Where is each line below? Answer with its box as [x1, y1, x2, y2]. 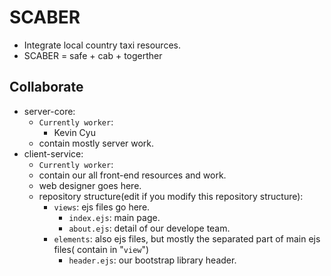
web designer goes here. [38, 179, 142, 191]
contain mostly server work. [38, 137, 155, 149]
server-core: [23, 105, 76, 117]
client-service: [23, 147, 84, 160]
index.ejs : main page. [68, 211, 161, 223]
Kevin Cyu [53, 126, 96, 138]
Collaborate [9, 79, 84, 96]
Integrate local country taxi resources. [23, 39, 181, 51]
